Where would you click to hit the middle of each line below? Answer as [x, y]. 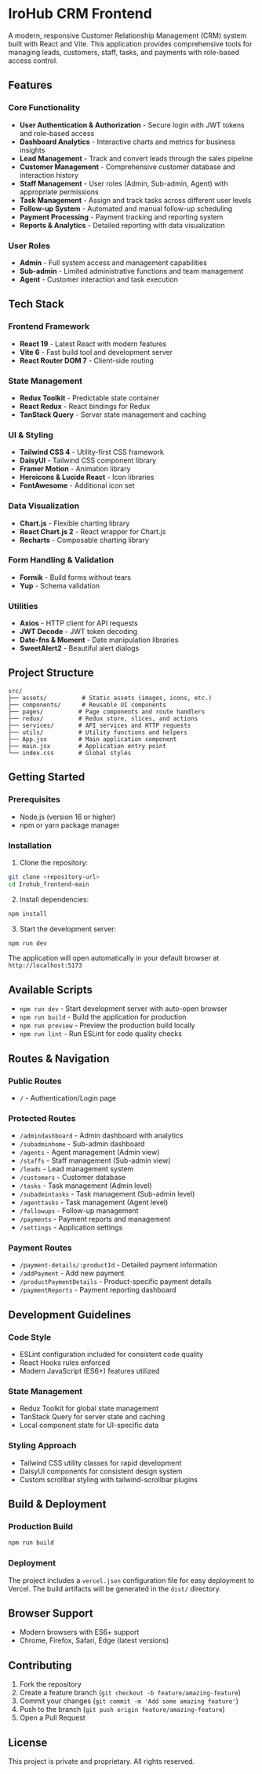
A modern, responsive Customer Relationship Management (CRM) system [127, 35]
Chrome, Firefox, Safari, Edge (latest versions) [94, 1640]
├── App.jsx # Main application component [93, 739]
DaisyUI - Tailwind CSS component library [88, 460]
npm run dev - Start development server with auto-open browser [123, 1009]
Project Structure [51, 673]
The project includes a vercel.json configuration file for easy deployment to [131, 1580]
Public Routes [35, 1081]
